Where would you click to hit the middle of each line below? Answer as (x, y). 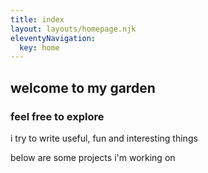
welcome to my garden (83, 87)
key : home (39, 47)
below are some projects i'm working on (93, 157)
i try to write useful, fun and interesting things (104, 138)
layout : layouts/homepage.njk (73, 29)
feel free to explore (57, 116)
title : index (37, 19)
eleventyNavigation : (53, 38)
